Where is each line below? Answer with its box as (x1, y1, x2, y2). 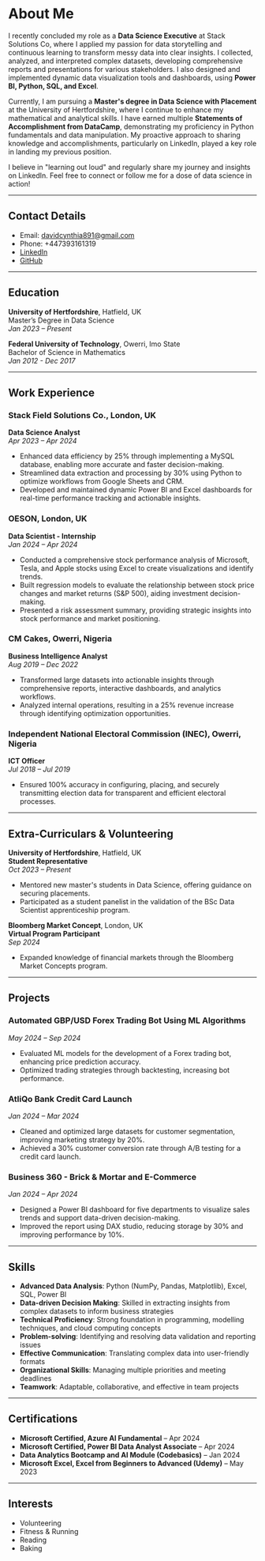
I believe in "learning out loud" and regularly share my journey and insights (8, 162, 251, 172)
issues (19, 1340, 41, 1350)
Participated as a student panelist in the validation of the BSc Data (19, 896, 235, 906)
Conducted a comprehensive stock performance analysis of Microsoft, (19, 555, 250, 564)
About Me (8, 5, 74, 23)
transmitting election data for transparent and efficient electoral (19, 788, 226, 798)
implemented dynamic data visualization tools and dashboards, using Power (8, 73, 256, 82)
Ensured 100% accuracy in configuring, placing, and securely (19, 780, 220, 790)
